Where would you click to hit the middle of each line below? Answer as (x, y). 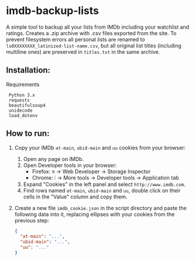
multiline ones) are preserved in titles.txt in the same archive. (83, 51)
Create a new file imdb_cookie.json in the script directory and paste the (100, 208)
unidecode (20, 110)
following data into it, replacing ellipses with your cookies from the (95, 214)
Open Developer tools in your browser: (70, 165)
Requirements (23, 84)
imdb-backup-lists (53, 11)
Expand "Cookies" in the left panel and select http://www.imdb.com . (104, 184)
